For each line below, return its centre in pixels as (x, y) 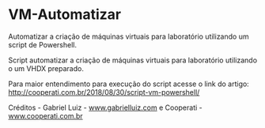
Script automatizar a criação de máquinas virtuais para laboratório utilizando (133, 60)
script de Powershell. (43, 44)
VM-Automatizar (64, 15)
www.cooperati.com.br (45, 115)
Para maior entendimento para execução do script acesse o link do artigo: (129, 84)
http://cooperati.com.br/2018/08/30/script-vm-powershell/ (104, 92)
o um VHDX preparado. (46, 68)
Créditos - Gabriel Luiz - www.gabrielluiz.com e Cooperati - (106, 107)
